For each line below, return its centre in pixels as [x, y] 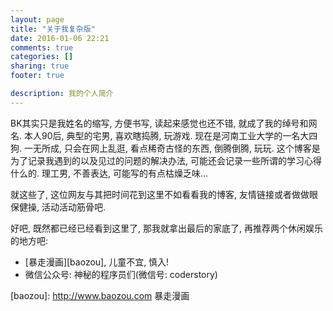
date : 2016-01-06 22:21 [60, 38]
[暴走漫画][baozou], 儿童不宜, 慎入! [97, 262]
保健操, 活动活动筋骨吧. [58, 207]
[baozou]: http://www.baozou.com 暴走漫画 [100, 295]
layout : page [37, 19]
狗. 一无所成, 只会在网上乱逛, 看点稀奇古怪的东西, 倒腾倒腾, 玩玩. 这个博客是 [165, 148]
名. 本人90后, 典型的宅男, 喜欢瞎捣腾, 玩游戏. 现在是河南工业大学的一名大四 [164, 135]
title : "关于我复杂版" [53, 29]
